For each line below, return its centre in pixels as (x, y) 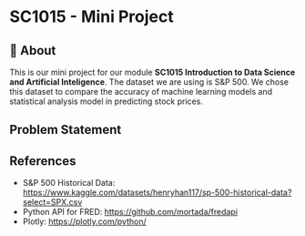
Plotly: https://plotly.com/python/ (85, 221)
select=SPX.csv (52, 202)
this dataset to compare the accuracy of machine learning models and (141, 92)
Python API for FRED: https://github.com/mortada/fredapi (130, 212)
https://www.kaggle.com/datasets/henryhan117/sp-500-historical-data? (157, 192)
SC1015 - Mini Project (92, 17)
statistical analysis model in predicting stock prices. (106, 101)
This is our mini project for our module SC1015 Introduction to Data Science (152, 72)
